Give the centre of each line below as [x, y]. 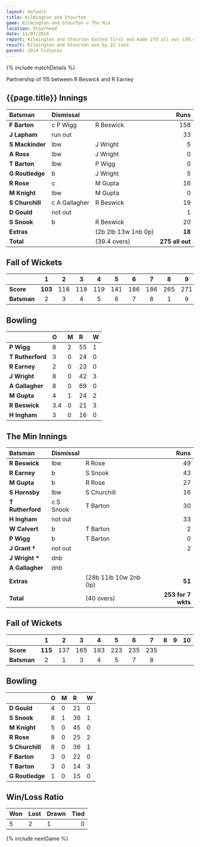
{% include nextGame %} [37, 839]
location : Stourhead [32, 28]
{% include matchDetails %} [41, 67]
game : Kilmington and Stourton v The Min [58, 23]
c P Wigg [64, 125]
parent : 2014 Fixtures [34, 51]
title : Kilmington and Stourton [46, 17]
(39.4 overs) [113, 241]
